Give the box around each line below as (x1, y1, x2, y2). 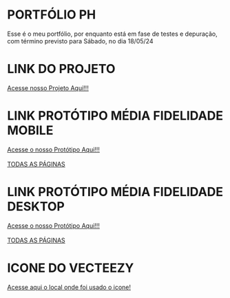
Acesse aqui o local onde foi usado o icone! (7, 283, 132, 291)
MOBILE (7, 123, 54, 138)
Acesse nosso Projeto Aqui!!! (7, 83, 90, 92)
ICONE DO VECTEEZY (7, 260, 134, 275)
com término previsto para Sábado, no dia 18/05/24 (7, 36, 154, 45)
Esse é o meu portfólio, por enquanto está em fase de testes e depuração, (7, 30, 218, 38)
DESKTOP (7, 199, 65, 214)
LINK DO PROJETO (7, 61, 116, 77)
